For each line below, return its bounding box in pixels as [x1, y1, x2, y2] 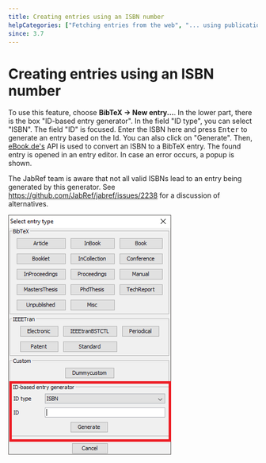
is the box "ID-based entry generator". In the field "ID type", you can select [8, 116, 253, 126]
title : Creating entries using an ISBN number [8, 13, 165, 21]
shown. [8, 159, 32, 168]
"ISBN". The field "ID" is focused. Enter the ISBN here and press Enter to [8, 125, 248, 134]
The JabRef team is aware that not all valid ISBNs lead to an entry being [8, 174, 242, 183]
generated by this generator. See [8, 183, 116, 192]
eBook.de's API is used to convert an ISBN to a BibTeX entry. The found [8, 141, 241, 151]
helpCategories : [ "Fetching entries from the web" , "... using [8, 21, 222, 29]
